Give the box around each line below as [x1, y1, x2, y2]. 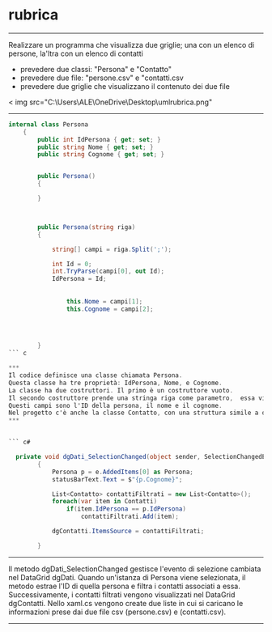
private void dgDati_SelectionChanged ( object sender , [15, 453, 201, 461]
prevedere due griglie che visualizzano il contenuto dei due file [19, 81, 231, 91]
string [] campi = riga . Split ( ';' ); [51, 245, 172, 253]
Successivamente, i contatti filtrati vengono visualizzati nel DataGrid [8, 589, 236, 600]
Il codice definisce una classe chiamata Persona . [8, 371, 183, 380]
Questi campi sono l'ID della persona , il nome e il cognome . [8, 401, 223, 409]
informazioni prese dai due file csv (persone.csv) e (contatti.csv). [8, 607, 227, 617]
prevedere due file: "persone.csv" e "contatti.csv [19, 73, 184, 83]
